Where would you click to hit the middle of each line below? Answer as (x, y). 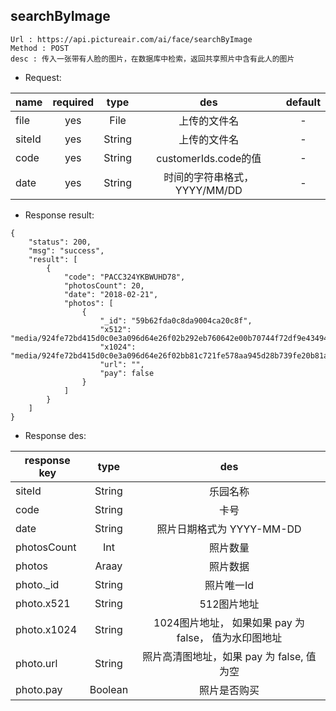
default (303, 102)
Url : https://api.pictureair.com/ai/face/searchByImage (131, 39)
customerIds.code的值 (209, 158)
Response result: (59, 215)
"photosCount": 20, (104, 285)
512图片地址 (229, 604)
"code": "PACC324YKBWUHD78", (124, 277)
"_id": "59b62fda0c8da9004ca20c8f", (176, 320)
